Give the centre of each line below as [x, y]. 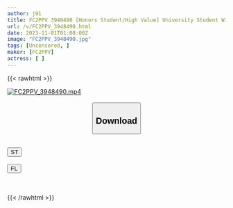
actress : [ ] [26, 59]
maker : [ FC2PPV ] [31, 53]
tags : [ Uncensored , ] [38, 46]
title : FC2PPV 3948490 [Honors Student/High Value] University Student [113, 20]
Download [116, 121]
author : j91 [24, 13]
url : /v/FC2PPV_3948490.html [49, 26]
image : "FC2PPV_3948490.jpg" [49, 39]
